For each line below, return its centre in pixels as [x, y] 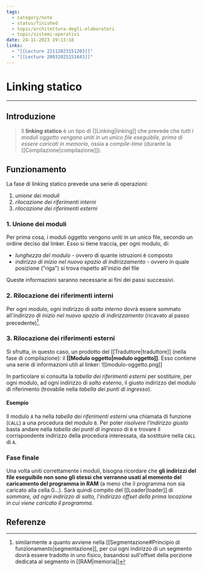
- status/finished [35, 23]
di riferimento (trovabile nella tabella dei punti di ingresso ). [79, 389]
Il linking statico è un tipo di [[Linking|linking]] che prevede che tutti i [107, 131]
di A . [11, 442]
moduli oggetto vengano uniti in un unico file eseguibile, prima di [102, 137]
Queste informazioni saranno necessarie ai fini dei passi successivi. [91, 280]
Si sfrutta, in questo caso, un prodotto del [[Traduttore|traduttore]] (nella [96, 351]
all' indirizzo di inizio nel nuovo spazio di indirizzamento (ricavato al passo [98, 315]
